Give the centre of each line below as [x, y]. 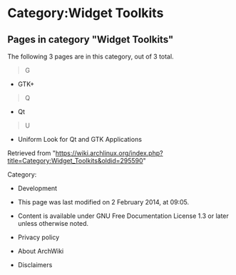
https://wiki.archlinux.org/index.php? [109, 153]
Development [37, 188]
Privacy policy [39, 237]
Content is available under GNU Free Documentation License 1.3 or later [123, 216]
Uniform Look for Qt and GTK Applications [80, 139]
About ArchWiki [41, 251]
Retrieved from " [31, 153]
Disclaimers [35, 265]
